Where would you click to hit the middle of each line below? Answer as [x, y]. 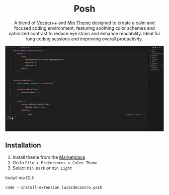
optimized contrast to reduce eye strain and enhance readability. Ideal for [84, 33]
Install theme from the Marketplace [49, 157]
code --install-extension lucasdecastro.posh [54, 188]
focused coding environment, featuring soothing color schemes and [84, 28]
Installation [23, 145]
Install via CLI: [20, 178]
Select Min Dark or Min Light [42, 168]
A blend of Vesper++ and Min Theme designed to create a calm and [84, 23]
